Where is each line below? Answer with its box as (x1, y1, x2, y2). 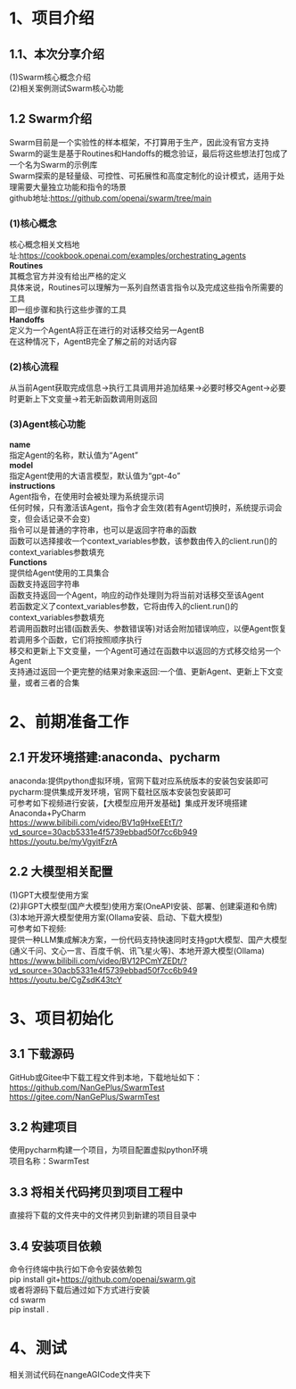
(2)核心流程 (9, 360, 60, 373)
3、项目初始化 (9, 1008, 114, 1029)
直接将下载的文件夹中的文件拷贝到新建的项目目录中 (9, 1210, 197, 1220)
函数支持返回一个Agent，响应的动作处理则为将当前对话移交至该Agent (9, 590, 265, 600)
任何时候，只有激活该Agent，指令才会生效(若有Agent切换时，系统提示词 (9, 501, 275, 513)
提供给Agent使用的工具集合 (9, 567, 110, 578)
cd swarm (9, 1294, 46, 1305)
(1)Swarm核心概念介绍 (9, 72, 91, 82)
